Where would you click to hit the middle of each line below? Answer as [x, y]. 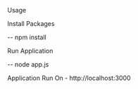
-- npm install [27, 37]
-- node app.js [28, 64]
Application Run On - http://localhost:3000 [69, 78]
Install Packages [31, 23]
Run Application [30, 51]
